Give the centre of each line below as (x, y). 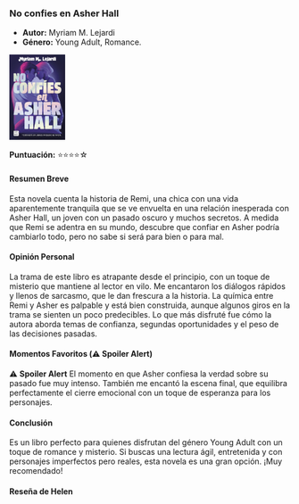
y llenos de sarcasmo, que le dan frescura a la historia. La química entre (141, 295)
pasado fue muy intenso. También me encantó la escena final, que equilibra (149, 383)
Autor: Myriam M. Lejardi (69, 33)
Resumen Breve (39, 178)
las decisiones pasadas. (54, 334)
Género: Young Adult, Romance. (82, 42)
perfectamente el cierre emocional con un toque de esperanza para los (140, 392)
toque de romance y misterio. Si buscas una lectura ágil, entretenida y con (146, 452)
